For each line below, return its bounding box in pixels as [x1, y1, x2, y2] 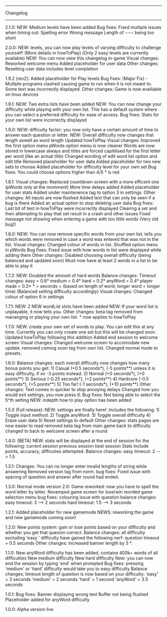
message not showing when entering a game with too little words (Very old [5, 216, 159, 222]
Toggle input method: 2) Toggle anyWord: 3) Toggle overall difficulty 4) [5, 412, 151, 418]
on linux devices [5, 91, 39, 97]
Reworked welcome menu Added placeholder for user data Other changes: [5, 60, 159, 66]
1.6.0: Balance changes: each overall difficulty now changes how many [5, 360, 150, 366]
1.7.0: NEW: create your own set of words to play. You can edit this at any [5, 324, 154, 330]
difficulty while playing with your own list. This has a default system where [5, 106, 158, 112]
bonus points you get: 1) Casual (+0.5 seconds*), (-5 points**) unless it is [5, 365, 156, 371]
